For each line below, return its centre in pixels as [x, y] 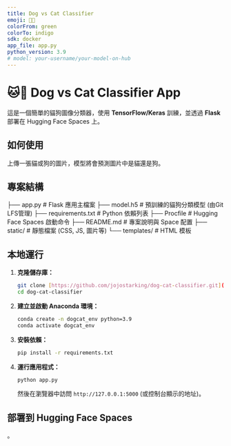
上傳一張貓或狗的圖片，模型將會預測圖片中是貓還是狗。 [86, 163]
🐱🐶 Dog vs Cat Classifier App [94, 92]
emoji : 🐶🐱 [21, 20]
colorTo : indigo [30, 33]
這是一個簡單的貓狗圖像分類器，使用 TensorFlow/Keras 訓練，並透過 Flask [114, 113]
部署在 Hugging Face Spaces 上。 [55, 121]
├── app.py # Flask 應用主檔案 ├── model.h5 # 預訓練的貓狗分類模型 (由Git [115, 205]
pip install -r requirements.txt [65, 353]
